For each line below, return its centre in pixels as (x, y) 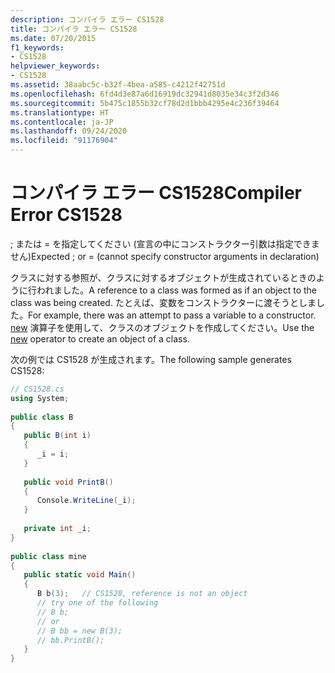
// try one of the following (97, 603)
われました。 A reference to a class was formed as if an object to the (176, 290)
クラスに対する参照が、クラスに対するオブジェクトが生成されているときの (163, 277)
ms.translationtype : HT (60, 112)
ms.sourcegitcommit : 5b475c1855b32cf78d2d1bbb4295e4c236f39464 (145, 103)
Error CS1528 (66, 215)
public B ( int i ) (57, 436)
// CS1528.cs (37, 389)
